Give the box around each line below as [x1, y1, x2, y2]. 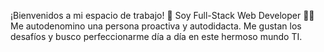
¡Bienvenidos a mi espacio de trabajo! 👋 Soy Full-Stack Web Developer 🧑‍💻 [10, 10, 315, 21]
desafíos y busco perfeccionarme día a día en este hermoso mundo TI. [10, 31, 303, 42]
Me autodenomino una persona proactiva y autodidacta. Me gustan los [10, 20, 302, 32]
